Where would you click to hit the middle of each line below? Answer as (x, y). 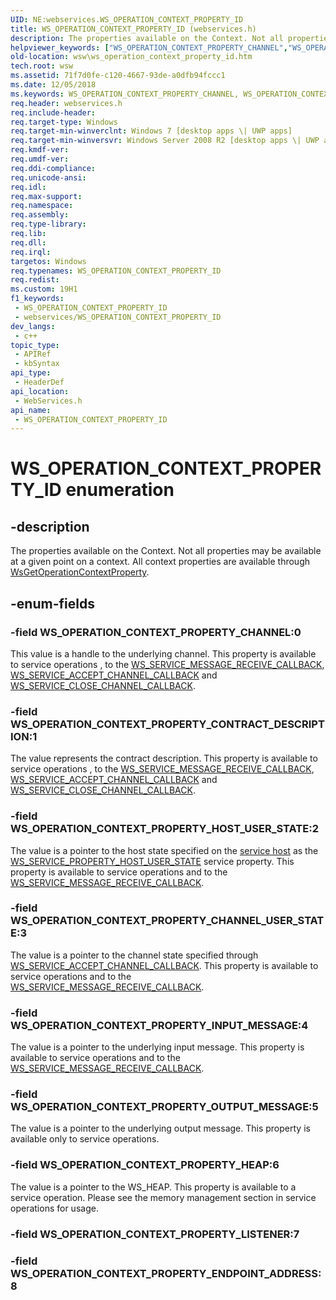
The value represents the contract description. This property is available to (164, 758)
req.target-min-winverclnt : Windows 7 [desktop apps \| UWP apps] (151, 131)
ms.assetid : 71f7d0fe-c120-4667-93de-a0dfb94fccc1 (118, 76)
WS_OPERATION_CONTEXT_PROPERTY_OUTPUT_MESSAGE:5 (164, 1107)
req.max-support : (46, 196)
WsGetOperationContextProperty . (80, 572)
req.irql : (31, 252)
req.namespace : (42, 206)
